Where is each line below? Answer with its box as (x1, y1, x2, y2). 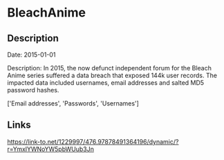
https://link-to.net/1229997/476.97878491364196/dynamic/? (7, 137, 179, 146)
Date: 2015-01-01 (7, 50, 56, 59)
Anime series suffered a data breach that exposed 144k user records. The (7, 71, 218, 79)
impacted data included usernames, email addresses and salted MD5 (7, 79, 205, 87)
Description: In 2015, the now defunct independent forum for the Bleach (7, 64, 212, 72)
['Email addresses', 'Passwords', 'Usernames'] (7, 99, 140, 108)
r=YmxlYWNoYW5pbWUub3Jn (7, 145, 95, 153)
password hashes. (7, 86, 59, 94)
